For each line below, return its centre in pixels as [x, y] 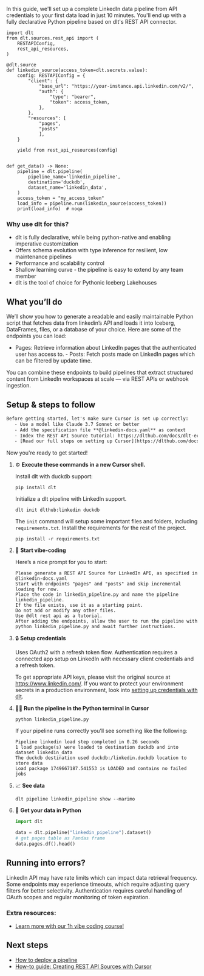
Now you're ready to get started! [47, 453]
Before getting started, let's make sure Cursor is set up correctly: [97, 419]
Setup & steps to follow [51, 405]
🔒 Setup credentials [40, 638]
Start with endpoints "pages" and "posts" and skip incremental [98, 584]
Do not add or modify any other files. [66, 611]
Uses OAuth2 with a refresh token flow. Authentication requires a [96, 652]
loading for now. [37, 589]
